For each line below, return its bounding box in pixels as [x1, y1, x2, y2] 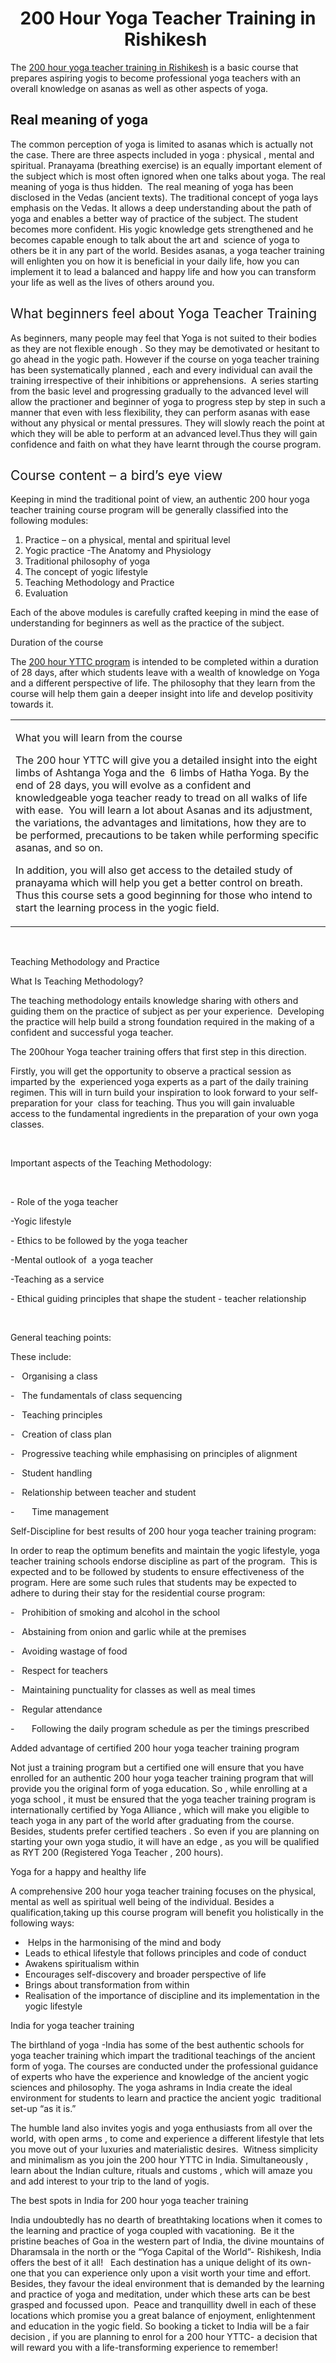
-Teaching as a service [10, 1273, 105, 1286]
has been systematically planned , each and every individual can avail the [10, 363, 313, 376]
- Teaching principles [10, 1409, 103, 1421]
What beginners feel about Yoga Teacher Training [10, 305, 318, 322]
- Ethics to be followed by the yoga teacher [10, 1235, 188, 1247]
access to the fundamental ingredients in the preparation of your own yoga [10, 1108, 319, 1120]
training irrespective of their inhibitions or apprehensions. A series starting [10, 374, 319, 386]
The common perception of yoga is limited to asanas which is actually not [10, 138, 314, 150]
